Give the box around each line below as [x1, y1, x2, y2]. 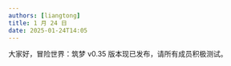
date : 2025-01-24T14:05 [8, 26, 88, 34]
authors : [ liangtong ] [8, 11, 81, 20]
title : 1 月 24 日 [8, 19, 67, 27]
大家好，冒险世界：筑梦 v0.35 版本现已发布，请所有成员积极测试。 [8, 49, 228, 59]
